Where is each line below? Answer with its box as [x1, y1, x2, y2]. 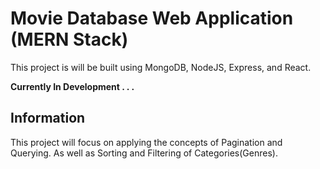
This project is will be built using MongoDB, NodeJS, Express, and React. [10, 61, 312, 73]
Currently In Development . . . [10, 80, 135, 92]
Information [10, 110, 86, 127]
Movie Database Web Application [10, 7, 294, 30]
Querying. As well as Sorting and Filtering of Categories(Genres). [10, 147, 278, 159]
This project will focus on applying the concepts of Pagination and [10, 136, 283, 148]
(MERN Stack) [10, 28, 129, 51]
